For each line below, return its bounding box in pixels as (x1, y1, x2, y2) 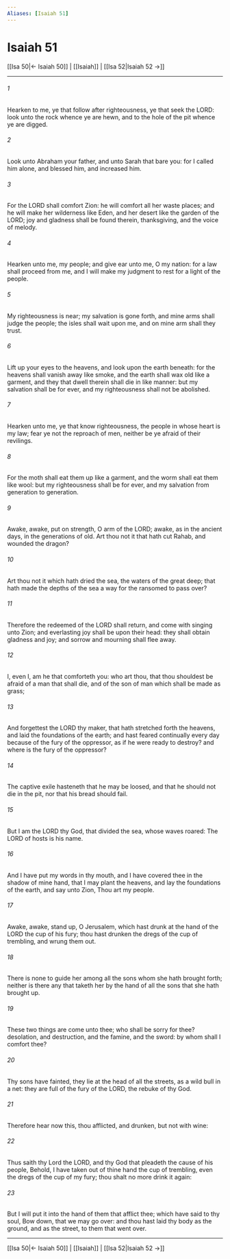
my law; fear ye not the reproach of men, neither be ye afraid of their (7, 429, 201, 437)
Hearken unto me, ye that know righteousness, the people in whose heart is (7, 422, 221, 430)
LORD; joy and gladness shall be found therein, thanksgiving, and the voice (7, 216, 219, 224)
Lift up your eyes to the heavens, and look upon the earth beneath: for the (7, 363, 216, 371)
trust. (7, 326, 23, 335)
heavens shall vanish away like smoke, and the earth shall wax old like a (7, 370, 210, 379)
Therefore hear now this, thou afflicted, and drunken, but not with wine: (7, 1121, 209, 1129)
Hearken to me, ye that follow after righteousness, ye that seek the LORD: (7, 106, 214, 114)
